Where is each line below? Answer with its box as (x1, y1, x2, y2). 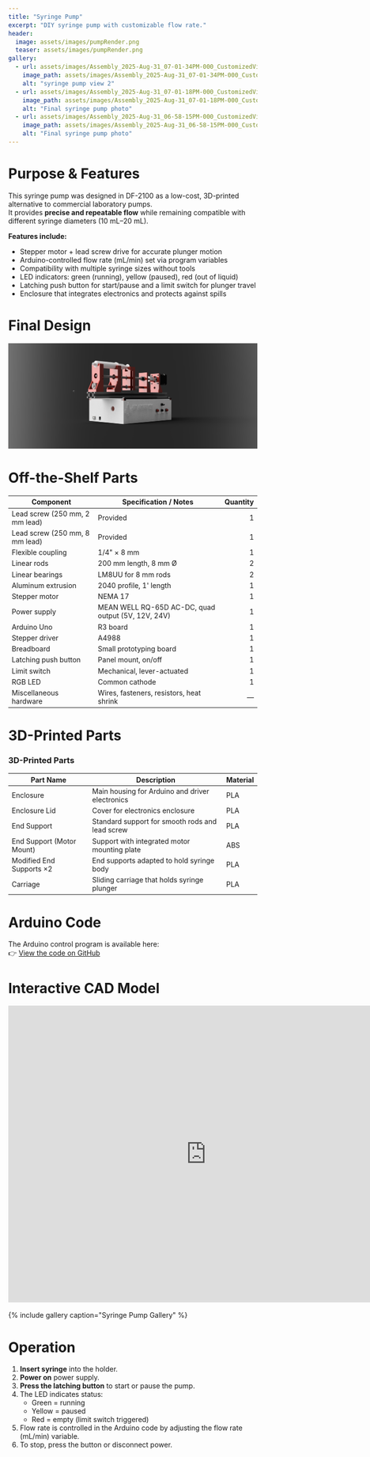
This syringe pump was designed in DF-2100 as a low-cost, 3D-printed (8, 191, 240, 200)
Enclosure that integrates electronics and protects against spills (19, 289, 227, 298)
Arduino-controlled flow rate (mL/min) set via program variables (19, 255, 228, 264)
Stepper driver (11, 633, 59, 643)
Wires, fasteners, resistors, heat (97, 689, 202, 698)
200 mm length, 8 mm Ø (97, 559, 178, 568)
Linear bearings (11, 570, 63, 579)
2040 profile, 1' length (97, 580, 172, 590)
